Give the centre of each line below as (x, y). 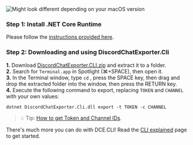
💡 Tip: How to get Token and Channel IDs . (71, 118)
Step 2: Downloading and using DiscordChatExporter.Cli (88, 52)
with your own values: (33, 96)
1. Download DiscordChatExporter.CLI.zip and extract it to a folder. (86, 65)
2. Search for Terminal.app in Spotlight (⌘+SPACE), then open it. (84, 71)
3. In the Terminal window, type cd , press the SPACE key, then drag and (93, 77)
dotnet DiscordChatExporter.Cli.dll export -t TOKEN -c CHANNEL (86, 107)
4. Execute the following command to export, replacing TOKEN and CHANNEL (95, 90)
